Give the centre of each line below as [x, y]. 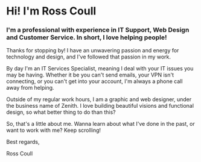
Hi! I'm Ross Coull [51, 11]
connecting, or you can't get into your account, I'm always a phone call [94, 81]
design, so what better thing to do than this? [61, 112]
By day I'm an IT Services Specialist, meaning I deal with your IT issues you [100, 69]
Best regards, [23, 142]
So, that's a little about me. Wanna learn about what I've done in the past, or [101, 124]
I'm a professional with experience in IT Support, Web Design [98, 30]
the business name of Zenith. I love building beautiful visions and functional [100, 106]
